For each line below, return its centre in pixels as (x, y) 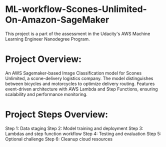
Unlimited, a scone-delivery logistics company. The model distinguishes (79, 78)
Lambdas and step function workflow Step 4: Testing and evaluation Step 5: (83, 133)
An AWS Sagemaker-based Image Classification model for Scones (73, 73)
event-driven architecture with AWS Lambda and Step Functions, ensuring (82, 89)
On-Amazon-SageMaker (57, 20)
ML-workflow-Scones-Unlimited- (76, 9)
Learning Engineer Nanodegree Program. (47, 39)
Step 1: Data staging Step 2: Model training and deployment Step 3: (74, 128)
